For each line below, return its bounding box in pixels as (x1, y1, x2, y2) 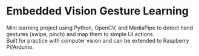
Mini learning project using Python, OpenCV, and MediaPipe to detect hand (6, 24, 194, 31)
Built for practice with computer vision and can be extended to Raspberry (6, 37, 189, 44)
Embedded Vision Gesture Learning (6, 4, 189, 18)
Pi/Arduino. (6, 43, 34, 51)
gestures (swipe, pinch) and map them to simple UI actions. (6, 30, 155, 37)
